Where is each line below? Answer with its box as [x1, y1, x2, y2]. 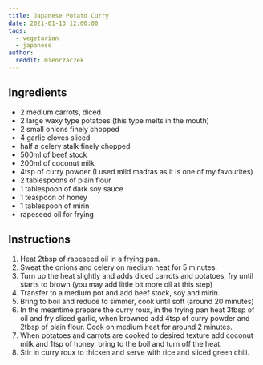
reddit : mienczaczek [15, 57, 84, 65]
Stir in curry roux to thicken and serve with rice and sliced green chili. [19, 347, 250, 357]
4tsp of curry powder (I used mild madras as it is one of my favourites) [19, 166, 254, 176]
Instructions [8, 233, 71, 247]
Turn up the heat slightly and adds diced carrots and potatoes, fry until [19, 271, 254, 280]
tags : [8, 26, 26, 34]
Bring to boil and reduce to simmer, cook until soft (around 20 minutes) [19, 296, 254, 306]
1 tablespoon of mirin [19, 201, 90, 211]
